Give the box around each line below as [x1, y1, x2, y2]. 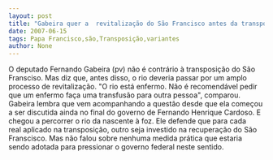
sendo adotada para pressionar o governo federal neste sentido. [8, 142, 224, 152]
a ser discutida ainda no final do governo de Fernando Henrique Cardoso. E [8, 107, 262, 118]
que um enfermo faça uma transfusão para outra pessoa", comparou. [8, 90, 241, 100]
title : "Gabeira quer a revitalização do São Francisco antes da [8, 19, 238, 28]
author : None [8, 42, 53, 50]
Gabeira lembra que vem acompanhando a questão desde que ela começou [8, 99, 263, 109]
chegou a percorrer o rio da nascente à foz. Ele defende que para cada [8, 116, 246, 126]
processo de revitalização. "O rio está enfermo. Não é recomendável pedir [8, 82, 258, 92]
